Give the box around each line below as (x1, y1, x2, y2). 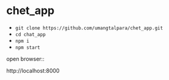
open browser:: (6, 55, 45, 62)
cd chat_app (15, 31, 46, 37)
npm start (15, 44, 41, 51)
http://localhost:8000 (6, 67, 60, 74)
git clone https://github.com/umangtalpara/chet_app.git (15, 25, 164, 31)
